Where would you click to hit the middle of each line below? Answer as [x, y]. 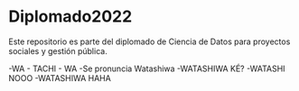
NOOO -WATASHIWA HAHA [60, 77]
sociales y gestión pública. [58, 50]
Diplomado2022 [70, 17]
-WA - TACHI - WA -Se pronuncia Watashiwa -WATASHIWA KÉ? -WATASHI [147, 68]
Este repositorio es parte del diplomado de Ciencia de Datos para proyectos [149, 41]
